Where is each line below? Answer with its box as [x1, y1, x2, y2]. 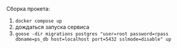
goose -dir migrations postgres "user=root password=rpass [15, 31, 169, 37]
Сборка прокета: [6, 5, 50, 12]
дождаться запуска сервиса [15, 24, 90, 30]
